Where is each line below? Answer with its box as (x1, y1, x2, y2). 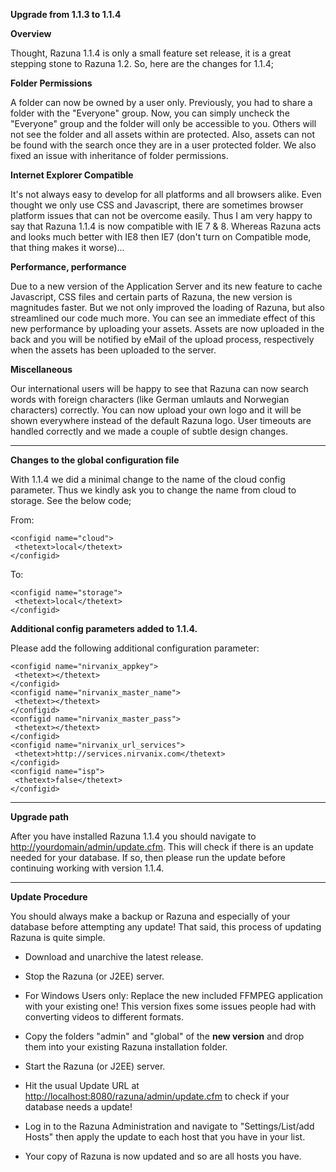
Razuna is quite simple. (10, 932, 106, 943)
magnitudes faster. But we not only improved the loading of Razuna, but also (10, 302, 325, 313)
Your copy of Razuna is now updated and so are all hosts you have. (24, 1150, 302, 1162)
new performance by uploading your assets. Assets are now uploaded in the (10, 323, 325, 334)
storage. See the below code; (10, 495, 132, 506)
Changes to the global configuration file (10, 454, 180, 466)
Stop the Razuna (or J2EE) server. (24, 970, 165, 982)
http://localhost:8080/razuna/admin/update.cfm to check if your (24, 1090, 290, 1102)
